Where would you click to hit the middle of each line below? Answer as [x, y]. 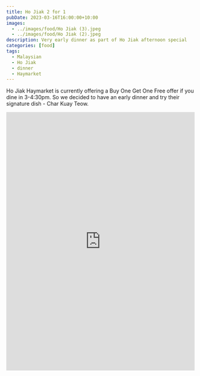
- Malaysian [27, 57]
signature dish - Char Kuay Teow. [48, 104]
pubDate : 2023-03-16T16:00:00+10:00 [52, 18]
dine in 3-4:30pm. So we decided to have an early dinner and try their [93, 97]
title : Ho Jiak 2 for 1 [36, 12]
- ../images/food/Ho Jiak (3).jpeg [56, 29]
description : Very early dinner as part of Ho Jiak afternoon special [97, 40]
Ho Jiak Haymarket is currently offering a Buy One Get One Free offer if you [100, 91]
